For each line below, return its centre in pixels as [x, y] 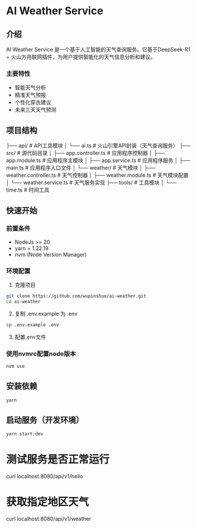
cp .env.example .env [33, 325]
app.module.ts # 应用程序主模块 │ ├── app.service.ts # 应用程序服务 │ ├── [98, 160]
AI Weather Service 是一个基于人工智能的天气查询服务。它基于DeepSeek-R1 [98, 49]
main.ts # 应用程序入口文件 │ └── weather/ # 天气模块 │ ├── [81, 168]
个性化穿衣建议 [33, 102]
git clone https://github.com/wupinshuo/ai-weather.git [76, 296]
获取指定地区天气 [48, 502]
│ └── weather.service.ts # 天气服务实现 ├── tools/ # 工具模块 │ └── [91, 183]
